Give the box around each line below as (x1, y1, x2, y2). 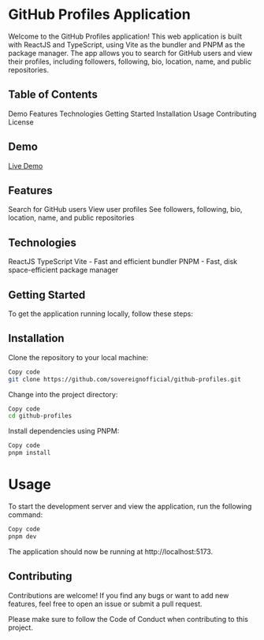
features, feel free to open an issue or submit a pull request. (8, 599, 203, 608)
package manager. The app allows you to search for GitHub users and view (8, 48, 253, 58)
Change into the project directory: (8, 389, 118, 399)
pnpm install (8, 449, 51, 457)
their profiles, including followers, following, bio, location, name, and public (8, 57, 252, 66)
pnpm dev (8, 532, 37, 541)
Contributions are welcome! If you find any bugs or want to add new (8, 590, 229, 600)
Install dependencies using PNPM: (8, 426, 120, 436)
